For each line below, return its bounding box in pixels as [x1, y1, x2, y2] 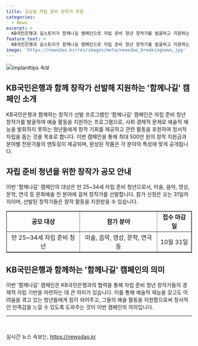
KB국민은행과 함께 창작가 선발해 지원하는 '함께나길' [6, 83, 181, 93]
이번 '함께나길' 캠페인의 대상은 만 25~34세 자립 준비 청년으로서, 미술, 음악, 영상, [6, 184, 190, 191]
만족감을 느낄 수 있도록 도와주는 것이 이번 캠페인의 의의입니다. [12, 303, 154, 311]
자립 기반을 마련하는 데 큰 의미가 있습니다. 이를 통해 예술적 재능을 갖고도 [16, 289, 182, 296]
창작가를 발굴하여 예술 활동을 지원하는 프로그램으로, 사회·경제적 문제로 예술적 [6, 118, 183, 125]
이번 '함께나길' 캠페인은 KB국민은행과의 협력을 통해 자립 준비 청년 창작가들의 [6, 282, 181, 289]
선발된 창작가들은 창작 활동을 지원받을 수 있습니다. [23, 198, 138, 205]
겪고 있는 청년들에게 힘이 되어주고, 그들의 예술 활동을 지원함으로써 [21, 296, 173, 303]
